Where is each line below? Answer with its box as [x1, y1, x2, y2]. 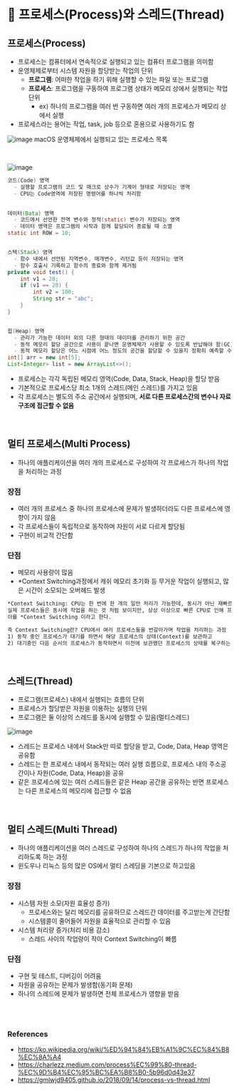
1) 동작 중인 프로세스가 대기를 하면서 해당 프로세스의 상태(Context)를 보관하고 [7, 633, 213, 640]
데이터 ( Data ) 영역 [7, 210, 55, 217]
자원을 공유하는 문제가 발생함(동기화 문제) [17, 980, 133, 989]
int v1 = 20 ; [20, 275, 59, 283]
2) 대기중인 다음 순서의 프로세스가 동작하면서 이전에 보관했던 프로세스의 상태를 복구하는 [7, 639, 231, 646]
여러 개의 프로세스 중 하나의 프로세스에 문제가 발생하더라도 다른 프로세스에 [17, 504, 223, 513]
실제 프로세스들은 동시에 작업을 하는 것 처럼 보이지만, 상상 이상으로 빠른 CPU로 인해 [7, 607, 224, 614]
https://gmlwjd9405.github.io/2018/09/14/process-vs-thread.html [17, 1075, 211, 1085]
